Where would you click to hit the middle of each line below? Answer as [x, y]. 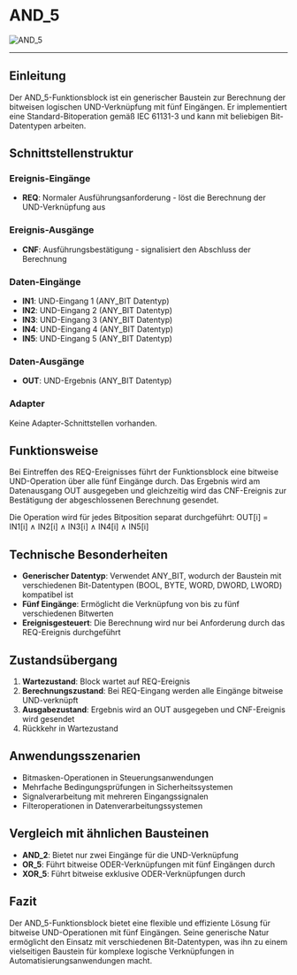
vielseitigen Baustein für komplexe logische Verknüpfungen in [122, 951]
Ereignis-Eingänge [50, 179]
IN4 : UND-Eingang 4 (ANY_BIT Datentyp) [98, 329]
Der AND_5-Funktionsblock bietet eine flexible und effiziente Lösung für [140, 923]
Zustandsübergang [63, 660]
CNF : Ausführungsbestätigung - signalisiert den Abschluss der [136, 250]
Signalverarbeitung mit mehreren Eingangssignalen [115, 796]
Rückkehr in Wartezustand [70, 729]
